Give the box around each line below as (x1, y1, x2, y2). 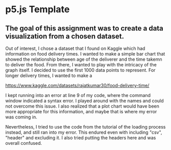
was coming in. (5, 114, 37, 120)
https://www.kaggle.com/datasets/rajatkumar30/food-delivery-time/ (5, 83, 149, 88)
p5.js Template (5, 4, 70, 15)
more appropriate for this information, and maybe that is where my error (5, 109, 157, 114)
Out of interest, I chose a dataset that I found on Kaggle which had (5, 45, 145, 52)
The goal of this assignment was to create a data (5, 24, 164, 33)
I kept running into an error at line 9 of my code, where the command (5, 92, 151, 98)
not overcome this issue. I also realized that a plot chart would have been (5, 103, 160, 109)
